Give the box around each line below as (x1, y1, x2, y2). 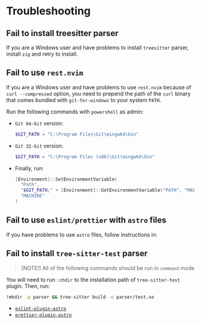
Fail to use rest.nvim (6, 68, 83, 78)
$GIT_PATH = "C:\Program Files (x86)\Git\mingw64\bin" (14, 154, 155, 160)
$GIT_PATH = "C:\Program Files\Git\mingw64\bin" (14, 131, 139, 137)
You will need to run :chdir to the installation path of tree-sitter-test (6, 276, 181, 283)
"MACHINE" (20, 193, 45, 199)
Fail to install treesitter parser (6, 28, 119, 38)
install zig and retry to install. (6, 50, 78, 58)
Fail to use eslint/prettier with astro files (6, 215, 167, 226)
